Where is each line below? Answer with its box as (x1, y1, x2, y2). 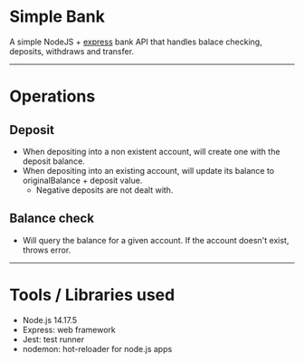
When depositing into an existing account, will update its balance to (22, 165, 274, 176)
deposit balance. (22, 156, 86, 167)
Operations (9, 86, 96, 107)
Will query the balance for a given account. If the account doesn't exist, (22, 234, 290, 245)
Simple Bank (9, 6, 106, 27)
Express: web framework (22, 324, 116, 335)
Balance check (9, 211, 95, 226)
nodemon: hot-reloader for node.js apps (22, 343, 173, 354)
